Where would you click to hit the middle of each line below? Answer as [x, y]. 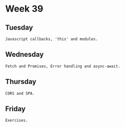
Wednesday [24, 54]
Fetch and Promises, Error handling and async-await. [63, 66]
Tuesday [19, 28]
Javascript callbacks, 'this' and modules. [52, 39]
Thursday [21, 82]
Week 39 [24, 9]
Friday [15, 109]
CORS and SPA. [20, 93]
